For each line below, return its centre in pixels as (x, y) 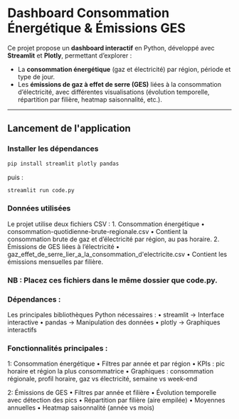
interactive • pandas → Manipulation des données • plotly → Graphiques (114, 322)
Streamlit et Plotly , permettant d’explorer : (70, 55)
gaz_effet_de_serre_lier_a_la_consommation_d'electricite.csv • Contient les (117, 254)
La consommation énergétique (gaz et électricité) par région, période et (124, 69)
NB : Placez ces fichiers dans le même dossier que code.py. (113, 280)
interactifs (22, 329)
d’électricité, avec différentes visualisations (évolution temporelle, (113, 92)
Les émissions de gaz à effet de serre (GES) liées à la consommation (119, 84)
